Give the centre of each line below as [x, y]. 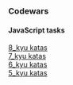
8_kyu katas [28, 48]
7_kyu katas [27, 56]
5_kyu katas [28, 73]
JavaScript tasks [36, 30]
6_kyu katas [28, 64]
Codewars [29, 11]
